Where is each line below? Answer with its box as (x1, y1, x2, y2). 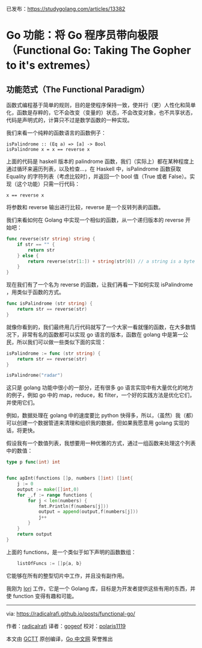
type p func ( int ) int (6, 459, 61, 465)
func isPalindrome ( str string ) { (6, 301, 93, 307)
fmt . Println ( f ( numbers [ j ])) (38, 503, 109, 509)
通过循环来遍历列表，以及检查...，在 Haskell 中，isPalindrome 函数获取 (6, 165, 182, 173)
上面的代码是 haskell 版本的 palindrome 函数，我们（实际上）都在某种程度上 (6, 158, 194, 165)
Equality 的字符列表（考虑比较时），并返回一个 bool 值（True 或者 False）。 (6, 173, 190, 180)
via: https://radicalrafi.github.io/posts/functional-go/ (6, 610, 135, 617)
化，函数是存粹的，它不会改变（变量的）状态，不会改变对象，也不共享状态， (6, 109, 196, 116)
